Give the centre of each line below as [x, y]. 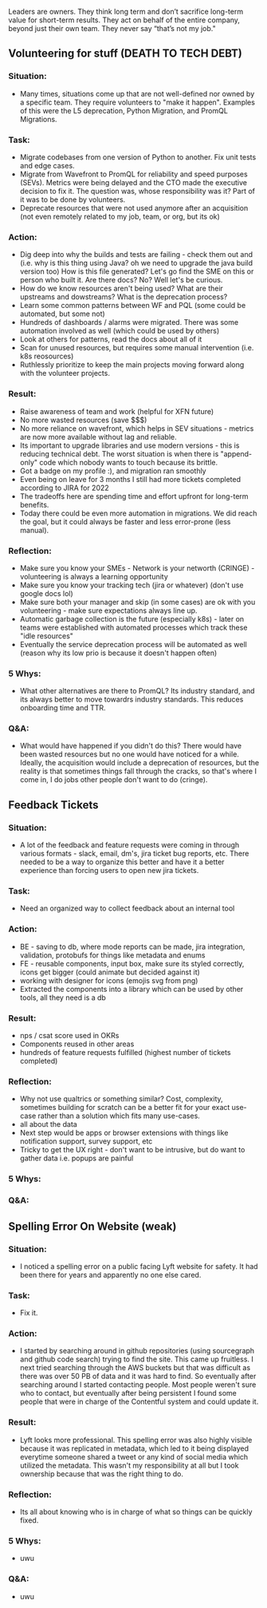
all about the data [48, 1124]
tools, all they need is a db [63, 998]
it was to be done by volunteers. [73, 200]
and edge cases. [47, 165]
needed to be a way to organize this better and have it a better [122, 862]
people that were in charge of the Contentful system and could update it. [139, 1402]
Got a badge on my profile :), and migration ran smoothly [113, 471]
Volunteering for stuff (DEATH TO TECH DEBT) [126, 54]
